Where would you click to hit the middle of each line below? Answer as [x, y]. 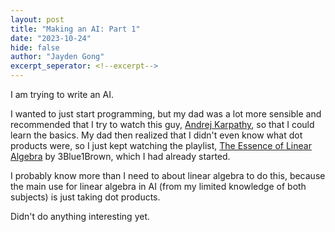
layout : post [37, 19]
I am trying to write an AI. [62, 94]
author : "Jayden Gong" [57, 57]
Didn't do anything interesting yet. [80, 216]
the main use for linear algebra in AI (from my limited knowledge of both [158, 186]
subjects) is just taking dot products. [85, 197]
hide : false [35, 47]
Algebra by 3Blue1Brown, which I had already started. [120, 156]
